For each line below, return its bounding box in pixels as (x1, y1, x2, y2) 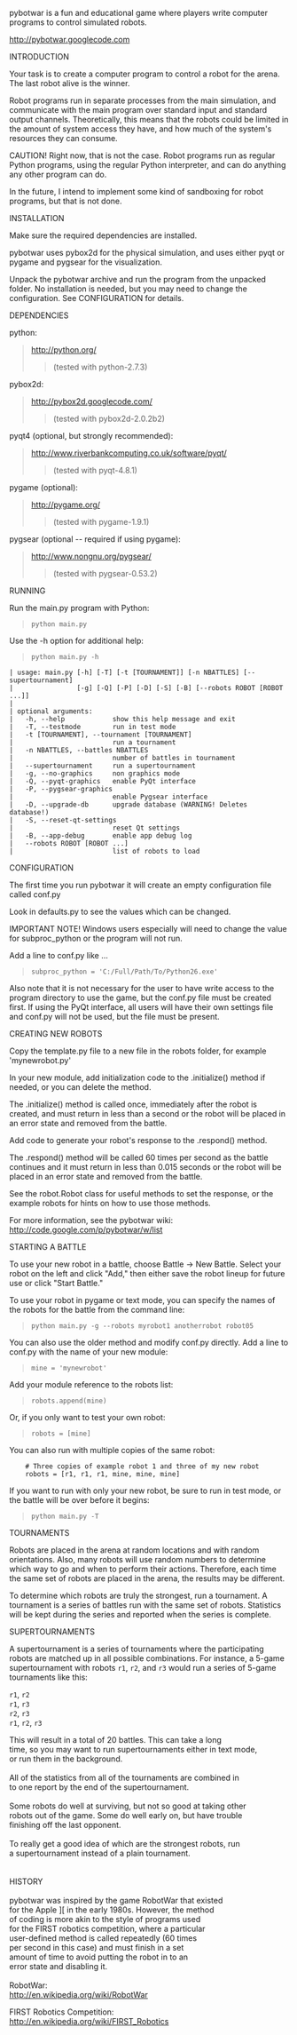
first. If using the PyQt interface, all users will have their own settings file (9, 1002, 274, 1012)
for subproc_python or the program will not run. (9, 933, 184, 943)
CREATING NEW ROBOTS (9, 1029, 103, 1038)
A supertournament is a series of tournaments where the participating (9, 1643, 264, 1654)
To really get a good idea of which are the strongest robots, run (9, 1839, 241, 1848)
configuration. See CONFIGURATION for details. (9, 293, 184, 303)
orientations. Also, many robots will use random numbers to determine (9, 1554, 266, 1564)
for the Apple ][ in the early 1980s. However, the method (9, 1904, 215, 1915)
